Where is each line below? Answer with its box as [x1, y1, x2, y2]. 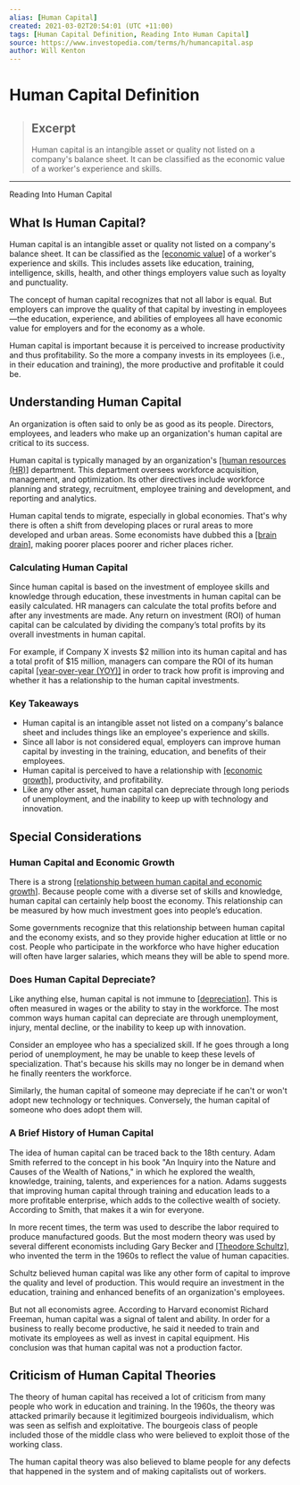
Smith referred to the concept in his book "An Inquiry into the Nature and [9, 1156, 277, 1167]
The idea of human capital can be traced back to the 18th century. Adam [9, 1147, 276, 1158]
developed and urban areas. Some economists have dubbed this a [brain [9, 529, 277, 540]
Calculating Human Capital [9, 561, 128, 573]
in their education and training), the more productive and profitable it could [9, 359, 284, 370]
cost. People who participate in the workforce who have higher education [9, 941, 279, 952]
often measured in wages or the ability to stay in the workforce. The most [9, 1003, 279, 1014]
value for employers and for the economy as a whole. [9, 322, 205, 333]
